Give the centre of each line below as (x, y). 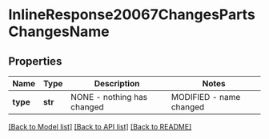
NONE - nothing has (109, 97)
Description (117, 83)
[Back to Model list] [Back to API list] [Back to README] (100, 127)
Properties (35, 61)
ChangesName (59, 32)
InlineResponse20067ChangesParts (132, 15)
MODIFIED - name (206, 97)
